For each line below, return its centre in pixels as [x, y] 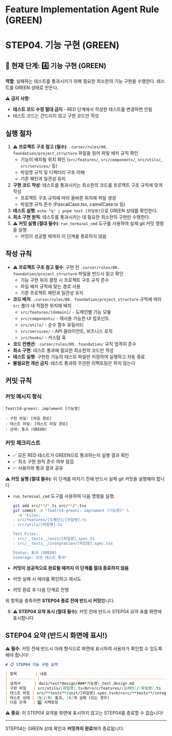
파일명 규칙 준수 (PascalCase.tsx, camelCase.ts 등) [73, 204]
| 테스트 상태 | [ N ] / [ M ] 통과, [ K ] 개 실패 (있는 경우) [58, 698]
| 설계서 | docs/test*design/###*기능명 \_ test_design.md [70, 683]
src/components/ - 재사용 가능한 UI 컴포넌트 [65, 318]
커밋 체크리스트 [23, 443]
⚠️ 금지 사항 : [18, 99]
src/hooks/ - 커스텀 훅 [43, 337]
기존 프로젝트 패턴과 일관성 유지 [52, 293]
